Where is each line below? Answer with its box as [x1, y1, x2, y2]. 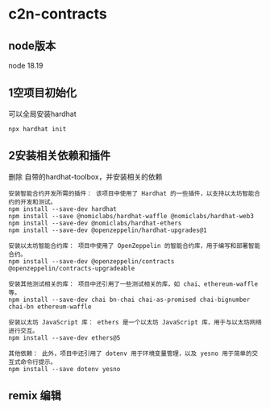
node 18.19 [8, 61, 44, 70]
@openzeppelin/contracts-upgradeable [8, 264, 135, 272]
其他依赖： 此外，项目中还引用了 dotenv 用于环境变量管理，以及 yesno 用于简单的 [8, 349, 252, 357]
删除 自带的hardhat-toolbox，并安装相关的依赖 [8, 171, 163, 181]
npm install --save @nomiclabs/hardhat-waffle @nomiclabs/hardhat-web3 [8, 212, 254, 220]
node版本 [8, 39, 56, 52]
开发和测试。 [19, 198, 57, 206]
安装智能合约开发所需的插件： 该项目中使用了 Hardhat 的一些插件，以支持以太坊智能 [8, 189, 255, 197]
